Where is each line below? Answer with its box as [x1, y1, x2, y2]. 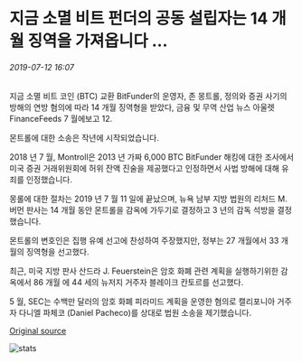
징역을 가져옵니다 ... [27, 31, 168, 51]
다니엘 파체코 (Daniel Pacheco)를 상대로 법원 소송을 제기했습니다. [18, 308, 251, 319]
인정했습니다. [25, 174, 73, 185]
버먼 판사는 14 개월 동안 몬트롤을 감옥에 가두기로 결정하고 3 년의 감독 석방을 [9, 205, 276, 216]
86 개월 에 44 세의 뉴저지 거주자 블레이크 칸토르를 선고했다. [33, 277, 244, 288]
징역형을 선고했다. [25, 246, 90, 257]
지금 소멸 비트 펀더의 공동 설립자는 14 [9, 8, 269, 29]
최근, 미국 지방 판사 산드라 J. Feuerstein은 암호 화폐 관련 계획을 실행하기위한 [9, 265, 278, 276]
